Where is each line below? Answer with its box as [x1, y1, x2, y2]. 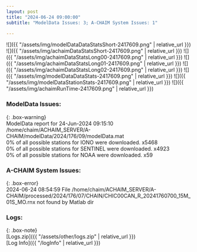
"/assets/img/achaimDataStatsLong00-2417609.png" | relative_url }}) [14, 54, 183, 61]
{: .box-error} [6, 179, 39, 187]
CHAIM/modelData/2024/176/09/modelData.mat [6, 132, 125, 139]
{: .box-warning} [6, 113, 46, 120]
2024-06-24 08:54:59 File [6, 186, 71, 193]
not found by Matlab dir [36, 198, 94, 205]
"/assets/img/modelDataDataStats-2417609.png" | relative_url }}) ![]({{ [14, 72, 186, 80]
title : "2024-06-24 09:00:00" [6, 14, 81, 20]
